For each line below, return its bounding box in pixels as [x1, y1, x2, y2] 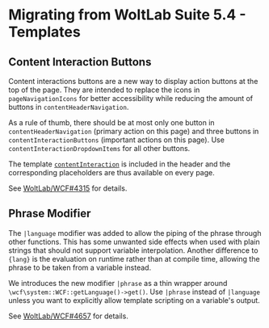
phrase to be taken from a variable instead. [8, 263, 152, 272]
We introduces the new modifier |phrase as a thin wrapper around [8, 278, 228, 288]
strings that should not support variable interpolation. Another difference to [8, 245, 258, 255]
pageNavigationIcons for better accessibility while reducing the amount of [8, 94, 254, 103]
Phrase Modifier [8, 207, 91, 221]
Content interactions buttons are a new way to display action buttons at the [8, 77, 258, 86]
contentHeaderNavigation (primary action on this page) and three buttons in [8, 127, 259, 136]
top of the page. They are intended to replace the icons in [8, 85, 200, 95]
